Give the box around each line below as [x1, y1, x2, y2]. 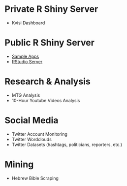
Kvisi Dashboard [11, 20, 45, 26]
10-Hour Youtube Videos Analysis [11, 97, 80, 103]
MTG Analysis [11, 92, 40, 98]
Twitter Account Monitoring [11, 131, 67, 137]
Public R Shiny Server [4, 37, 95, 48]
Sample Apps [11, 53, 39, 59]
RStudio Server [11, 58, 43, 65]
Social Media [4, 115, 59, 126]
